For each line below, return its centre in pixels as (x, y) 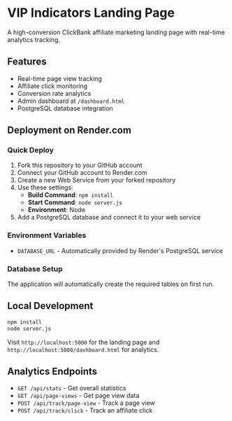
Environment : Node (57, 210)
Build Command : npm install (71, 195)
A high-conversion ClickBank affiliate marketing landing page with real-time (116, 32)
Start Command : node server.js (75, 202)
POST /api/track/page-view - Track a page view (86, 403)
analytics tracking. (34, 39)
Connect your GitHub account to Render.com (82, 173)
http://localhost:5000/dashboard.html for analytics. (83, 349)
